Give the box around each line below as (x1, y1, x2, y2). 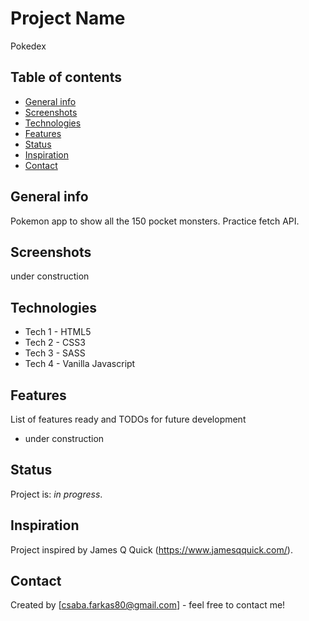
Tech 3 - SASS (24, 347, 86, 359)
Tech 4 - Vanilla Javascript (24, 358, 136, 370)
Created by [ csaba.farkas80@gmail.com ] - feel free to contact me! (10, 599, 286, 611)
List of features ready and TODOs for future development (10, 413, 247, 425)
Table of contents (10, 69, 122, 86)
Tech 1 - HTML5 (24, 326, 92, 338)
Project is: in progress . (10, 488, 103, 500)
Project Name (10, 7, 126, 30)
